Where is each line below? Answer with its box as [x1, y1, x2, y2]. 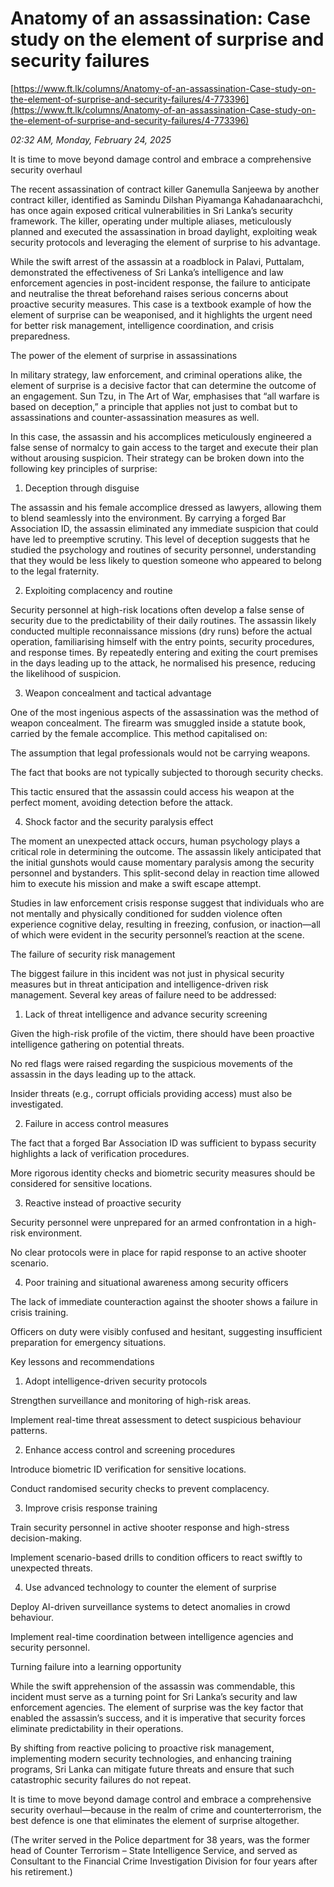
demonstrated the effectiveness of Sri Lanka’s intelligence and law [10, 266, 284, 278]
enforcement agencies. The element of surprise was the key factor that [10, 1701, 304, 1713]
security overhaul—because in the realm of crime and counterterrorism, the [10, 1803, 322, 1816]
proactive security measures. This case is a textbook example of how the [10, 298, 312, 310]
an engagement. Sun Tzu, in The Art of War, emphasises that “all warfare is [10, 390, 320, 402]
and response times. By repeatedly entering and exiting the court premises [10, 646, 318, 658]
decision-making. [10, 1532, 83, 1544]
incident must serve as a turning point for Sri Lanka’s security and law [10, 1690, 298, 1702]
